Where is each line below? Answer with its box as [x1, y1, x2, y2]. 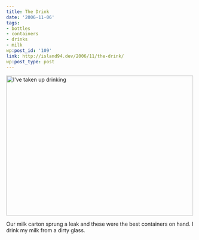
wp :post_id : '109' [6, 48, 52, 54]
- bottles [6, 25, 31, 32]
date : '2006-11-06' [6, 14, 55, 20]
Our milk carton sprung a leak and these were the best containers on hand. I [6, 220, 194, 227]
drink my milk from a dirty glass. [6, 226, 85, 233]
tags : [6, 20, 20, 26]
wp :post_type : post [6, 59, 55, 64]
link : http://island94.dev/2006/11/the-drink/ [6, 53, 124, 59]
